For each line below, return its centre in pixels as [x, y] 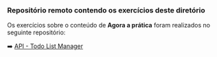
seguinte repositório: [36, 32]
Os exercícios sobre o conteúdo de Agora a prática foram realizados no [109, 25]
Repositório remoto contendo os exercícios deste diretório [106, 10]
